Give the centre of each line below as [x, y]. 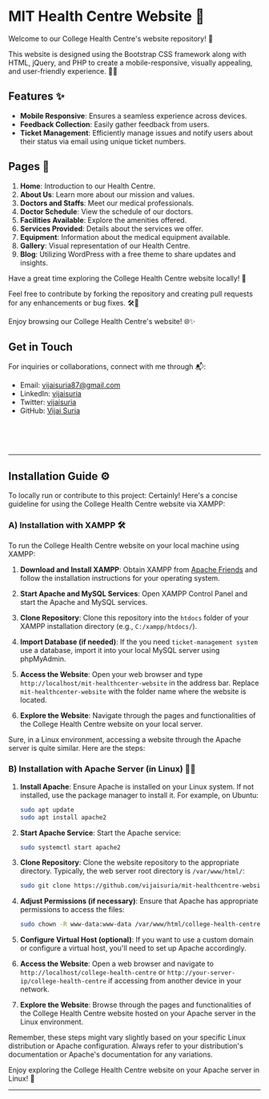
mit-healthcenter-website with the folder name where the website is [133, 691]
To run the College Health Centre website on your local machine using [124, 545]
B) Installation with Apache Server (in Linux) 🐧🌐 [102, 769]
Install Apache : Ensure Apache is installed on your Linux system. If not [137, 786]
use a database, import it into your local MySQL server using [120, 651]
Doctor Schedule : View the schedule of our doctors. [106, 211]
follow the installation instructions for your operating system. [120, 578]
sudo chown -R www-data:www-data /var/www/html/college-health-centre [140, 925]
